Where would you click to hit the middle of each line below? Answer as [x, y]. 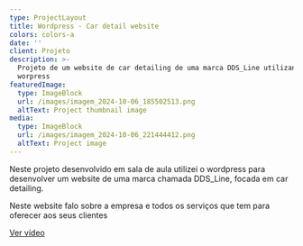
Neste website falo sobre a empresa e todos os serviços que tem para [140, 205]
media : [22, 118]
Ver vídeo [27, 232]
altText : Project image [62, 143]
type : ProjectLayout [48, 18]
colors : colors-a [42, 34]
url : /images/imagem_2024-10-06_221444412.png [106, 135]
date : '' [26, 43]
